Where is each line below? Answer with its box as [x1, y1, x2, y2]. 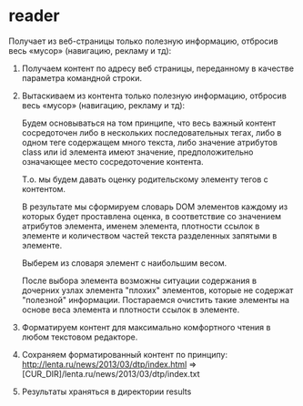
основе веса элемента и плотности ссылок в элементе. [21, 304, 240, 315]
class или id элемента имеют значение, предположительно [21, 147, 254, 157]
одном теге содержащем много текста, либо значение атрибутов [21, 137, 278, 147]
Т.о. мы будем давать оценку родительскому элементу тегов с [21, 174, 269, 185]
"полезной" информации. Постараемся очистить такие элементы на [21, 294, 290, 305]
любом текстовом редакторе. [21, 331, 138, 342]
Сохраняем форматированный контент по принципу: [21, 349, 228, 360]
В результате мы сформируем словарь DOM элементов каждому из [21, 201, 288, 212]
